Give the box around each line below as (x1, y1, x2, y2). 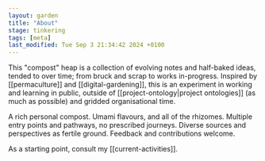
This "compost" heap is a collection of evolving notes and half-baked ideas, (8, 63, 256, 72)
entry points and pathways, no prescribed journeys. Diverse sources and (8, 121, 247, 130)
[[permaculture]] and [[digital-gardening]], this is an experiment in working (8, 80, 252, 90)
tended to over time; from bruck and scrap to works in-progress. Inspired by (8, 71, 258, 81)
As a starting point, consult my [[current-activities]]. (8, 144, 179, 154)
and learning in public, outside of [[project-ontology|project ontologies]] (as (8, 88, 256, 98)
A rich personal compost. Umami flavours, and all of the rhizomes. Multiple (8, 112, 252, 121)
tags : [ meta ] (8, 33, 52, 42)
